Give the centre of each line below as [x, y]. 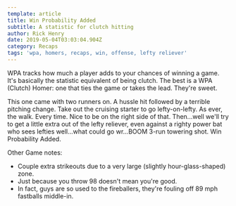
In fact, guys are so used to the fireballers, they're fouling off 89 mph [118, 188]
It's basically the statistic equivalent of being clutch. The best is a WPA [110, 80]
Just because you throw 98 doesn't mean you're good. [97, 181]
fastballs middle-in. [45, 196]
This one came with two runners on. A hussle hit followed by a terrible [109, 101]
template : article [34, 14]
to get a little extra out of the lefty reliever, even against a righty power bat [115, 124]
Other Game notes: [35, 153]
